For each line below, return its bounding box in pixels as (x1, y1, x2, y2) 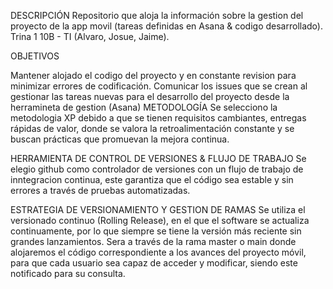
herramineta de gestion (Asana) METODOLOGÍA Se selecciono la (10, 101, 278, 113)
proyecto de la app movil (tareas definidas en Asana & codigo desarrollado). (10, 20, 323, 32)
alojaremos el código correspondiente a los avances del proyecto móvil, (10, 246, 307, 258)
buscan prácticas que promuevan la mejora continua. (10, 133, 230, 145)
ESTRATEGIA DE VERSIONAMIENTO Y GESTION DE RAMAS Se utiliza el (10, 204, 306, 215)
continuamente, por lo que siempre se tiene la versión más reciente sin (10, 225, 302, 237)
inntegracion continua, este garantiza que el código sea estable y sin (10, 174, 294, 185)
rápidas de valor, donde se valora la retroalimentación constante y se (10, 123, 295, 134)
